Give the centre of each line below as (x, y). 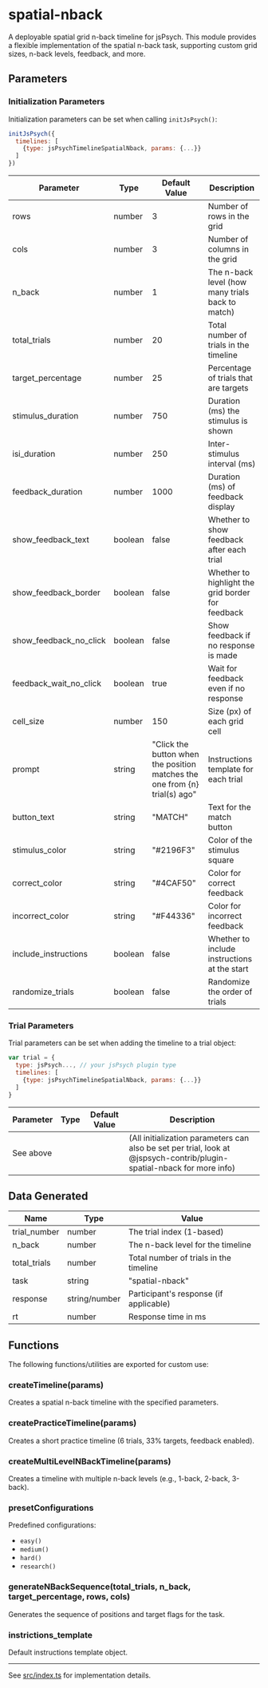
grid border (229, 592)
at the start (228, 969)
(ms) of (222, 487)
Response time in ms (167, 1317)
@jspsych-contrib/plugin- (179, 1158)
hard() (31, 1559)
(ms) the (224, 411)
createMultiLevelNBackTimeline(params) (90, 1461)
